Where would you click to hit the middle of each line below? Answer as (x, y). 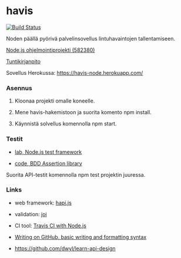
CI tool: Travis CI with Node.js (51, 226)
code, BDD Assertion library (48, 163)
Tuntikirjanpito (24, 61)
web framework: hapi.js (43, 203)
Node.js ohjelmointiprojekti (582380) (51, 50)
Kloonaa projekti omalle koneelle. (55, 101)
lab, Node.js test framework (48, 152)
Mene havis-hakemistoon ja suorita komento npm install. (83, 113)
